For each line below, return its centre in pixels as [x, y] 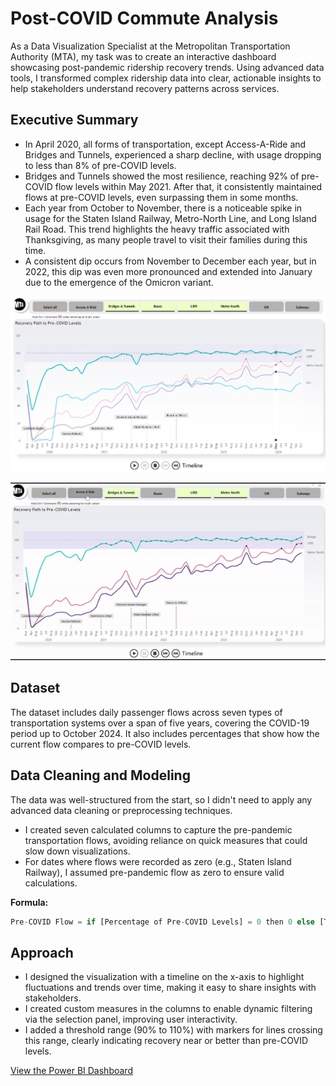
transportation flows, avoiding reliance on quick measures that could [166, 840]
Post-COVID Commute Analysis [144, 18]
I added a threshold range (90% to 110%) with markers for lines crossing [173, 1030]
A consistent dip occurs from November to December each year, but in [170, 261]
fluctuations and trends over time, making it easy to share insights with [170, 988]
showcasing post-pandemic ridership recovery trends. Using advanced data [167, 67]
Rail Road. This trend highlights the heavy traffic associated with [157, 229]
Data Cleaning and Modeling [100, 775]
